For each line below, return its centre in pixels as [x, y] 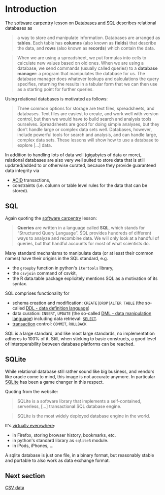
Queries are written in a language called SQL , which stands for [81, 227]
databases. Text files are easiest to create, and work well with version [88, 113]
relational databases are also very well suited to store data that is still [75, 160]
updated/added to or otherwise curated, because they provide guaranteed [81, 165]
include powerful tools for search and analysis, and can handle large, [87, 135]
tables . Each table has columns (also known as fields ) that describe [87, 43]
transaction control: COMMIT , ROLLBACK [49, 324]
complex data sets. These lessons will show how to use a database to [88, 140]
